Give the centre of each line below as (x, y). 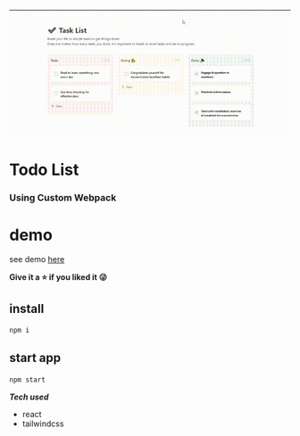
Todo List (44, 170)
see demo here (37, 259)
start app (35, 358)
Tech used (29, 397)
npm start (28, 380)
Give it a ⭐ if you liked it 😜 (58, 277)
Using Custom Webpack (63, 198)
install (27, 308)
